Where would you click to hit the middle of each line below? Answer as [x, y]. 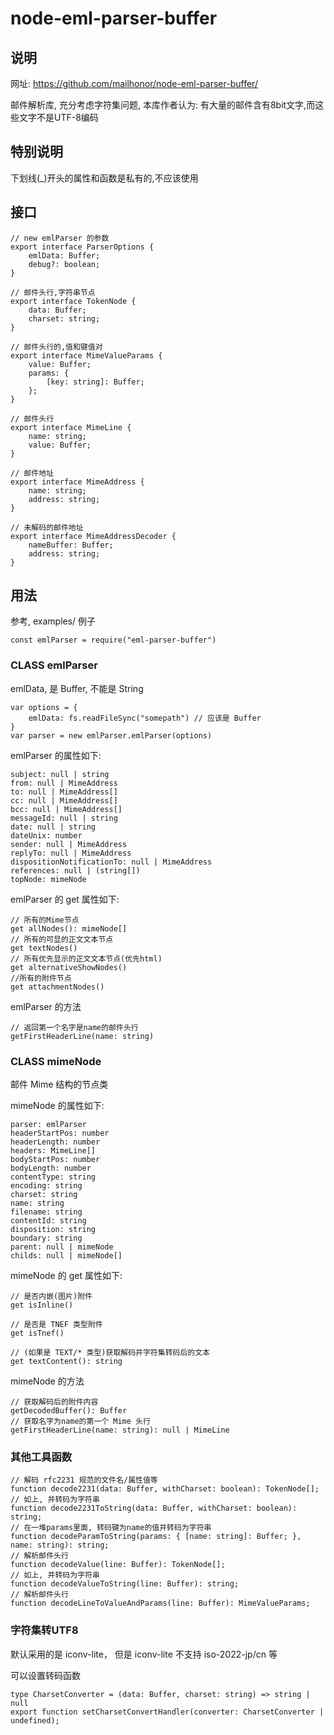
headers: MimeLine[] [53, 1151]
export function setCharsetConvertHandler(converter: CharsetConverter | [167, 1712]
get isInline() [42, 1305]
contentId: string [48, 1221]
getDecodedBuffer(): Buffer [69, 1411]
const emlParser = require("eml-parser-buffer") [113, 640]
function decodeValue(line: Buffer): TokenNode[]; [118, 1565]
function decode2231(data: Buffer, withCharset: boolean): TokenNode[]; [165, 1489]
